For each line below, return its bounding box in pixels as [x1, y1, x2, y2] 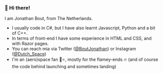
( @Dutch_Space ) [11, 51, 46, 57]
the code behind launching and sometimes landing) [11, 64, 117, 70]
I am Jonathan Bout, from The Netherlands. [4, 16, 93, 22]
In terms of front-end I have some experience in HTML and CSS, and [11, 35, 152, 41]
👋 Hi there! [4, 4, 31, 11]
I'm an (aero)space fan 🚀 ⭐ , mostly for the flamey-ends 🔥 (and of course [11, 56, 159, 63]
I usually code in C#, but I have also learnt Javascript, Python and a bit [11, 25, 156, 31]
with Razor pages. [11, 41, 49, 47]
